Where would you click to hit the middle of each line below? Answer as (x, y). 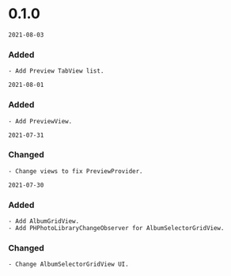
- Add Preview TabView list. (56, 71)
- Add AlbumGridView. (44, 221)
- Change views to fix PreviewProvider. (76, 171)
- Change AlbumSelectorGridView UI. (68, 265)
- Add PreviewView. (40, 121)
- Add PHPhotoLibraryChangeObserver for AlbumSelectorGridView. (116, 229)
